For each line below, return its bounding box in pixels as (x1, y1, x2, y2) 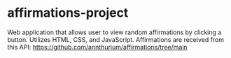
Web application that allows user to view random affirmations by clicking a (7, 28, 222, 36)
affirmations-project (7, 5, 129, 21)
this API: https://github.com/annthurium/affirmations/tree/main (7, 43, 188, 51)
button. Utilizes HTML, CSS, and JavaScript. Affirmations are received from (7, 35, 225, 43)
